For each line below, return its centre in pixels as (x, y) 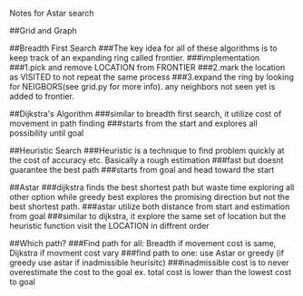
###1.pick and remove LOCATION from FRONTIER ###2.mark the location (147, 67)
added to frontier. (42, 96)
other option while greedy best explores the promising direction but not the (150, 197)
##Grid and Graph (43, 30)
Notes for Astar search (52, 13)
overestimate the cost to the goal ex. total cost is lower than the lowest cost (151, 272)
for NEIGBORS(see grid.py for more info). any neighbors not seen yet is (142, 86)
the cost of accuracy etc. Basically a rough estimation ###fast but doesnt (147, 160)
